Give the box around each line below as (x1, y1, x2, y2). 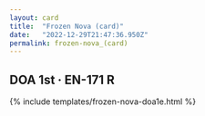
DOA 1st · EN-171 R (9, 72, 116, 87)
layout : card (9, 13, 59, 23)
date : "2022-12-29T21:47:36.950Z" (9, 30, 149, 39)
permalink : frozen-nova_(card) (9, 38, 128, 48)
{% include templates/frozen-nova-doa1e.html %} (9, 96, 197, 107)
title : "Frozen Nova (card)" (9, 22, 125, 31)
